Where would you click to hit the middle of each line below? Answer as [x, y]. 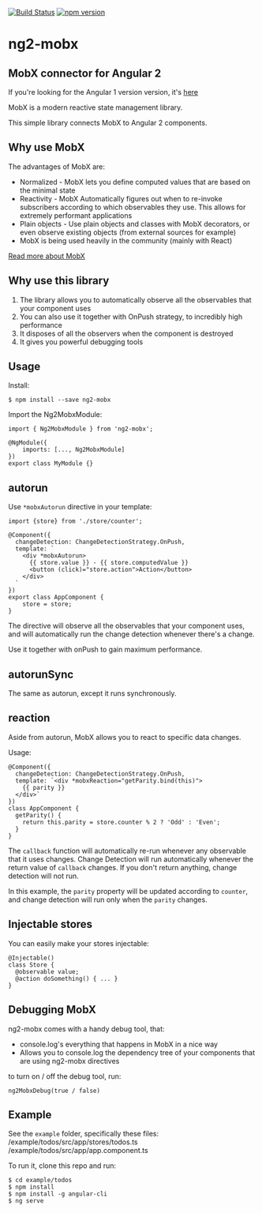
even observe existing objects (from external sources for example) [128, 232]
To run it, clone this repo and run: [62, 1166]
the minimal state [48, 190]
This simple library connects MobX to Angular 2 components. [108, 123]
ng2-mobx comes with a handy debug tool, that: [86, 1029]
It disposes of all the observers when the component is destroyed [126, 333]
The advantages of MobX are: [56, 167]
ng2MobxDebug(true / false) [54, 1091]
